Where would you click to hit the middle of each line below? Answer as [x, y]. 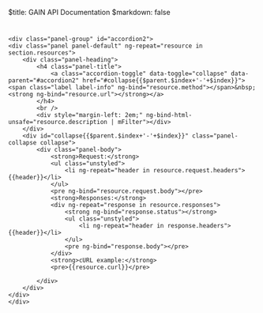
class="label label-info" [71, 88]
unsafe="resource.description [58, 123]
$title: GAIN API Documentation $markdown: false [90, 12]
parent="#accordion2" [44, 81]
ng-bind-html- [169, 115]
